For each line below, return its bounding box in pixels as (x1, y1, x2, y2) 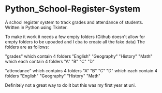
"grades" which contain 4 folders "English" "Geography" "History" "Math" (5, 53, 153, 59)
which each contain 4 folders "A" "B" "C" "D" (5, 58, 95, 64)
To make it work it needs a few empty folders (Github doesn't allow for (5, 34, 146, 40)
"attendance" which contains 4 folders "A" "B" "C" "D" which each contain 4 (5, 67, 158, 73)
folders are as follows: (5, 44, 49, 50)
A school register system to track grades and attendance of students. (5, 19, 144, 25)
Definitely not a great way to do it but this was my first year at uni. (5, 82, 136, 88)
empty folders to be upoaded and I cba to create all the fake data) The (5, 39, 145, 44)
